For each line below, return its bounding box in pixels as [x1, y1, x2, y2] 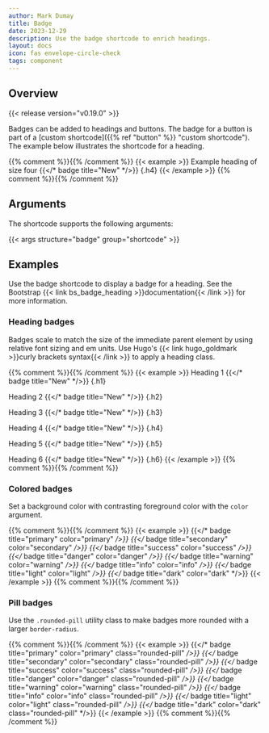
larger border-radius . [8, 624, 79, 634]
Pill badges [8, 597, 53, 608]
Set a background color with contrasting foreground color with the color [8, 501, 249, 511]
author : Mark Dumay [8, 11, 74, 20]
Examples [8, 258, 59, 271]
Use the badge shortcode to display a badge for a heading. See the [8, 279, 233, 289]
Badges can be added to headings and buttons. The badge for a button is [8, 124, 253, 133]
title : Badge [8, 19, 53, 27]
